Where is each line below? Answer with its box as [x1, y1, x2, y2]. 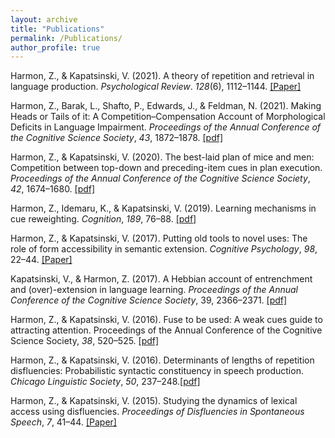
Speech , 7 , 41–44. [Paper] [10, 416, 117, 428]
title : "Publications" [10, 24, 105, 34]
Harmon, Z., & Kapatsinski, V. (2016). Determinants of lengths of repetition [10, 354, 315, 366]
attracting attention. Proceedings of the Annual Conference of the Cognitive [10, 324, 323, 336]
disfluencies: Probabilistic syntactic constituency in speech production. [10, 365, 304, 377]
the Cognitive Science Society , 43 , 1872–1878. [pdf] [10, 132, 224, 144]
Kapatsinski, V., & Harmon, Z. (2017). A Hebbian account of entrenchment [10, 273, 313, 285]
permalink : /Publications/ [10, 33, 123, 43]
